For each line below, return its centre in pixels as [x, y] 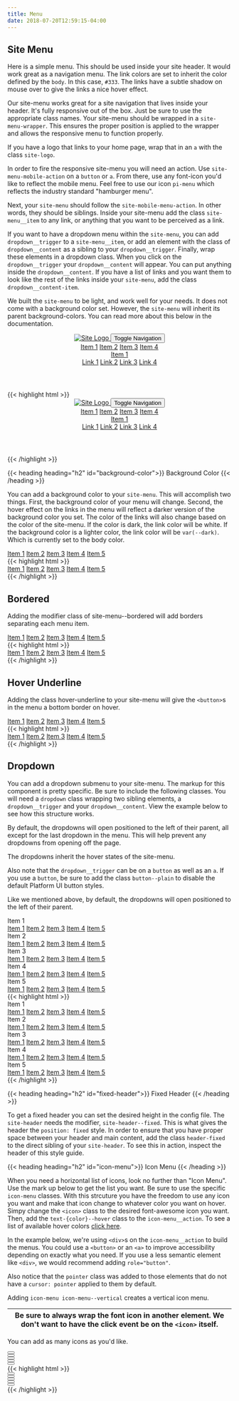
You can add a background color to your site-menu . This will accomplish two [119, 494]
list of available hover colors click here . [65, 1226]
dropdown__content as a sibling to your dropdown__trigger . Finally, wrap [111, 250]
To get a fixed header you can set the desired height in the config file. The [116, 1115]
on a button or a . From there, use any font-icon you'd [144, 176]
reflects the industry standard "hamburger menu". [80, 191]
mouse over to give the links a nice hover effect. [78, 89]
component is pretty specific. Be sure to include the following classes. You [117, 791]
